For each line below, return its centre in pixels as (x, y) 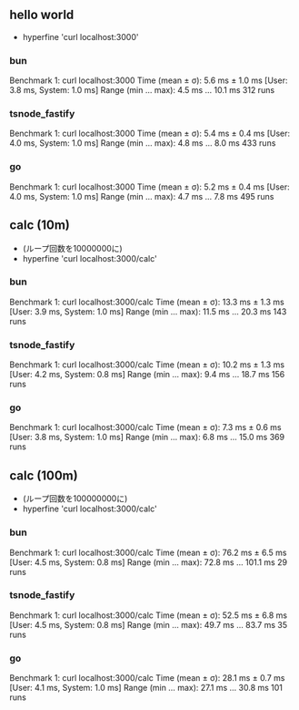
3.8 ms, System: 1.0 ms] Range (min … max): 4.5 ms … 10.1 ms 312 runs (142, 90)
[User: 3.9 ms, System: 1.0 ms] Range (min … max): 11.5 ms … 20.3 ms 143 (148, 311)
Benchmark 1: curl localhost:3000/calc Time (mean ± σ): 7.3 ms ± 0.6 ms (145, 427)
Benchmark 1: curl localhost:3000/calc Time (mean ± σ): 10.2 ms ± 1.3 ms (147, 365)
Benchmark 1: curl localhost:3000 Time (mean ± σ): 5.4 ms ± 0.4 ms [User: (150, 134)
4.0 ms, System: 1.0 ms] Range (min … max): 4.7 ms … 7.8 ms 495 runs (142, 196)
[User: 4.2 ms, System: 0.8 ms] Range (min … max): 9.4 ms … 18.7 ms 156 (147, 375)
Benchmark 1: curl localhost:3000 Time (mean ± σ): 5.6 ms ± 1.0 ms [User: (149, 80)
